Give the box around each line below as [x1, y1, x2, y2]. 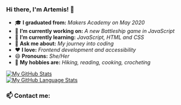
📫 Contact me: [6, 91, 51, 100]
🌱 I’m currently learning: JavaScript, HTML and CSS [14, 34, 144, 41]
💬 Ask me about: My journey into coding [14, 40, 114, 47]
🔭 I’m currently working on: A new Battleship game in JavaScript [14, 28, 175, 35]
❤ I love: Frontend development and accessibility [14, 47, 136, 54]
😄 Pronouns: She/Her [14, 52, 70, 60]
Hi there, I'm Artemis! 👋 [6, 5, 75, 14]
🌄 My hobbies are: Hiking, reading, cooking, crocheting [14, 59, 151, 66]
